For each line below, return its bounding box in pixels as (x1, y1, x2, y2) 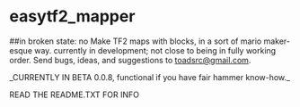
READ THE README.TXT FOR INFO (9, 89, 139, 100)
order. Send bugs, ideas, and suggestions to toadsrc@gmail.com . (9, 54, 251, 65)
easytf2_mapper (9, 6, 136, 27)
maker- (263, 36, 290, 46)
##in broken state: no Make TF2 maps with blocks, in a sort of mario (9, 36, 262, 46)
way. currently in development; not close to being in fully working (34, 45, 277, 55)
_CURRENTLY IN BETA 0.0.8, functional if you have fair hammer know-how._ (9, 71, 290, 82)
